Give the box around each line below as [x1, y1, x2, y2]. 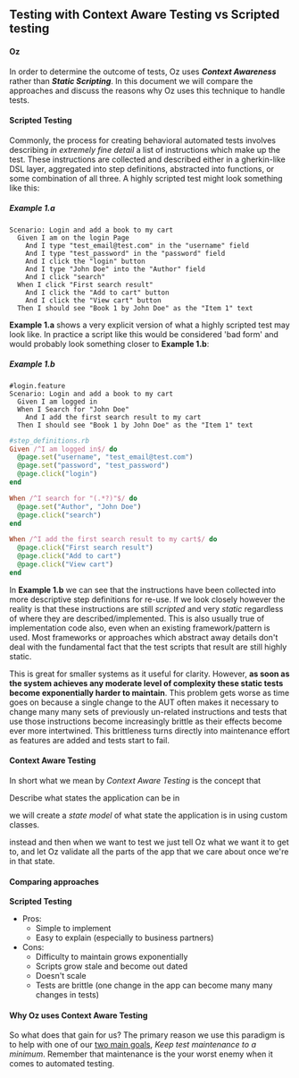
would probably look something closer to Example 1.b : [9, 338, 210, 349]
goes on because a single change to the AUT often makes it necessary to [9, 697, 279, 708]
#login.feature [9, 381, 66, 390]
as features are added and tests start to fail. [9, 734, 170, 745]
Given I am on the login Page [17, 233, 129, 242]
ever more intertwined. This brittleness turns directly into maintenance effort [9, 725, 290, 736]
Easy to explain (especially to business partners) [35, 932, 214, 943]
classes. [9, 819, 40, 830]
